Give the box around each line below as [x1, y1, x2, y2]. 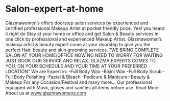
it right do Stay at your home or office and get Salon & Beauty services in [5, 30, 159, 37]
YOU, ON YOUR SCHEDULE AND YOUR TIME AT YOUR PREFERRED [5, 63, 148, 69]
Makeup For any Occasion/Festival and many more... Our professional [5, 79, 152, 85]
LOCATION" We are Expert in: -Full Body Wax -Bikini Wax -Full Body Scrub [5, 68, 162, 74]
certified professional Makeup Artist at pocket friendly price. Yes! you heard [5, 25, 165, 31]
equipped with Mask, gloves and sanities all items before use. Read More [5, 84, 159, 90]
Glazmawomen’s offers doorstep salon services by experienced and [5, 20, 149, 26]
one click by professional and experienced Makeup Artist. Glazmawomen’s [5, 36, 162, 42]
